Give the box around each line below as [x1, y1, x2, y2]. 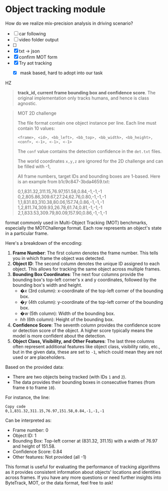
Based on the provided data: [5, 364, 64, 370]
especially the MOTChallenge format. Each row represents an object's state [5, 225, 162, 231]
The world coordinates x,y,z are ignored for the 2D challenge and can [17, 158, 163, 164]
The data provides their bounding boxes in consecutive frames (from [12, 379, 155, 385]
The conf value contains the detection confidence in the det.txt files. [17, 148, 162, 154]
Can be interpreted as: [5, 417, 52, 423]
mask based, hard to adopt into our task [20, 70, 103, 76]
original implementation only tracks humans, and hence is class [17, 95, 149, 101]
